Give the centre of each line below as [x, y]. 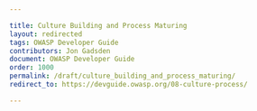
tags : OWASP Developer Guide [64, 42]
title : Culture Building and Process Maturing [98, 25]
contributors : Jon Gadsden [60, 51]
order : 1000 [32, 68]
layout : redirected [46, 34]
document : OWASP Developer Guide [72, 60]
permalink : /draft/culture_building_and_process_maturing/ [123, 76]
